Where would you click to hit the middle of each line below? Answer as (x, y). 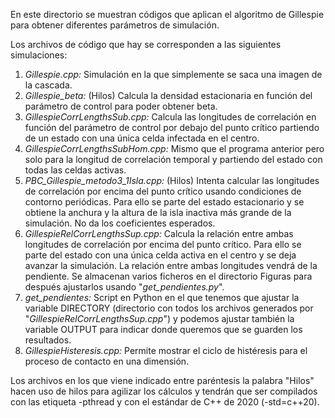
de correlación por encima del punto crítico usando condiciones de (163, 191)
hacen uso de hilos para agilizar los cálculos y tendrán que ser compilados (164, 391)
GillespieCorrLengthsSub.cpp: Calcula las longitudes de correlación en (170, 117)
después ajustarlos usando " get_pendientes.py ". (124, 287)
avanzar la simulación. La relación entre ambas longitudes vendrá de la (171, 265)
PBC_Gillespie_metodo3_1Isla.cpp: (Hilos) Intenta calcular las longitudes (172, 180)
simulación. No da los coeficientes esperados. (120, 223)
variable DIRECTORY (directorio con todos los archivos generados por (169, 308)
